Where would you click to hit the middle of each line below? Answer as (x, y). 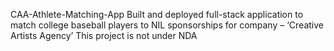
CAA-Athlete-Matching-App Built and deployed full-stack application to (157, 14)
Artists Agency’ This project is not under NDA (104, 35)
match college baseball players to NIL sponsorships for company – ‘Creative (167, 25)
